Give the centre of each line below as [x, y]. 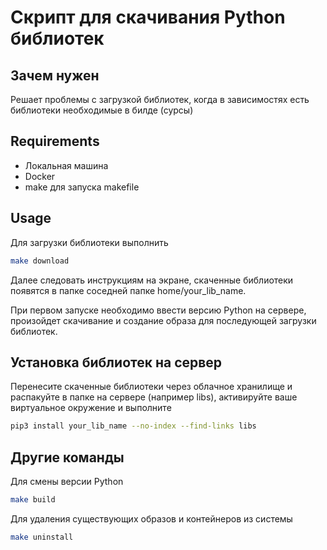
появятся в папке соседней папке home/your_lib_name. [128, 290]
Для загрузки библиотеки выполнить [89, 242]
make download [40, 261]
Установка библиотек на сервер [116, 362]
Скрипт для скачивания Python [148, 17]
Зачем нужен [55, 75]
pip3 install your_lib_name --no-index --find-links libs [133, 426]
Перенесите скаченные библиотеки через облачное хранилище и [151, 387]
